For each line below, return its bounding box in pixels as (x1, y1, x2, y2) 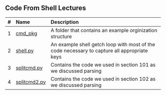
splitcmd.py (15, 64, 43, 71)
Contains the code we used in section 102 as (50, 75, 156, 82)
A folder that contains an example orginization (50, 27, 158, 33)
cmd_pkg (15, 30, 38, 36)
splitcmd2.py (15, 78, 46, 85)
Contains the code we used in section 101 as (50, 61, 156, 68)
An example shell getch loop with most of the (50, 41, 156, 48)
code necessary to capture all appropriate (50, 47, 148, 54)
